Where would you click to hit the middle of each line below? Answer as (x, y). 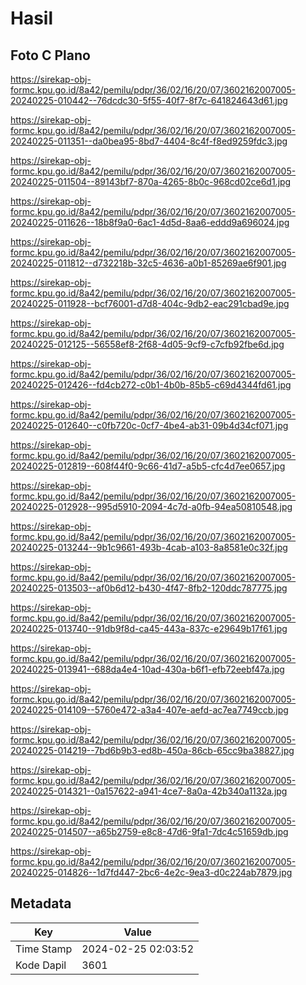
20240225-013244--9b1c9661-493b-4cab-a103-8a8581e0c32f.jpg (149, 547)
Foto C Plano (50, 55)
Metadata (41, 903)
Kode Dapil (41, 965)
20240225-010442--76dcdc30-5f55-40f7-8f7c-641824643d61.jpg (149, 100)
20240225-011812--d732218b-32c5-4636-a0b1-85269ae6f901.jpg (148, 263)
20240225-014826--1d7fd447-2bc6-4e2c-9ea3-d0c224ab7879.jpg (151, 872)
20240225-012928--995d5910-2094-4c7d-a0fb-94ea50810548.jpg (151, 506)
